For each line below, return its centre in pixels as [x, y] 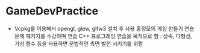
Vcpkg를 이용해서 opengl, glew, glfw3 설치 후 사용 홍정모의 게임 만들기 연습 [104, 28]
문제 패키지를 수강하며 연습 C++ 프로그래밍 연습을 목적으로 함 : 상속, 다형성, [103, 36]
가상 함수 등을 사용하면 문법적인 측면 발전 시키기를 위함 [79, 43]
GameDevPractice [52, 11]
